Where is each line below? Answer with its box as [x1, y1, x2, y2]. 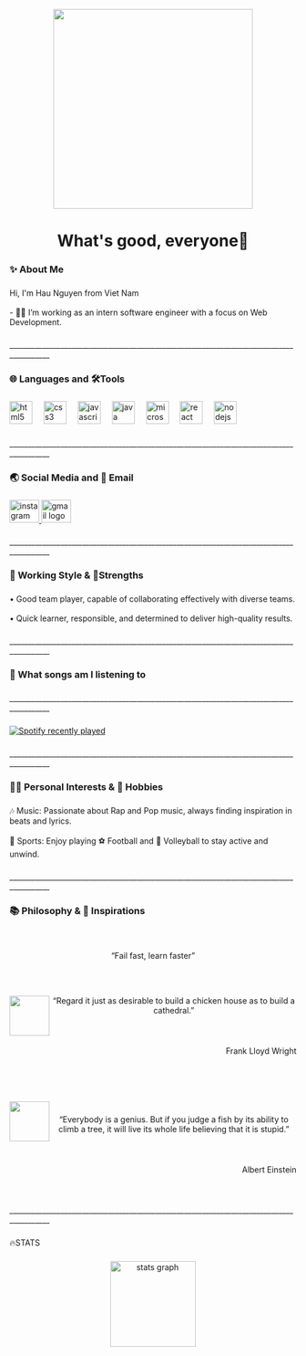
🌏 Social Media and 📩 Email [9, 471, 134, 484]
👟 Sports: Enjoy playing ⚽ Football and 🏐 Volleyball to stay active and [9, 835, 269, 846]
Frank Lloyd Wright [226, 1046, 297, 1056]
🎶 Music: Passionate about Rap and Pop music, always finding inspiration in [9, 804, 293, 815]
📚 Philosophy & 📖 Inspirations [9, 904, 146, 917]
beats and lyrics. [9, 815, 72, 826]
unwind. [9, 848, 40, 859]
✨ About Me [9, 263, 64, 276]
